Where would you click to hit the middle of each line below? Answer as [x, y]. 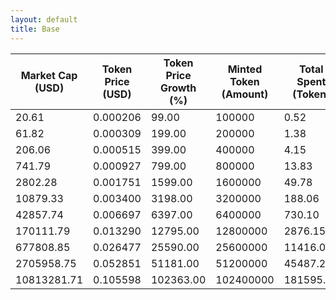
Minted [245, 69]
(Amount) [245, 94]
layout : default [44, 19]
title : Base [35, 29]
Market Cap [49, 75]
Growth [178, 88]
